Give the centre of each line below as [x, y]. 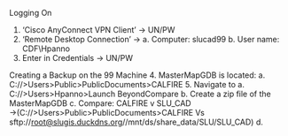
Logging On [31, 13]
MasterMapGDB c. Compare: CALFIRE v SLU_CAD [101, 103]
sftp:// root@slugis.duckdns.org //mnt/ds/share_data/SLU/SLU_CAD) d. [136, 122]
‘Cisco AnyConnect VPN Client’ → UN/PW [98, 30]
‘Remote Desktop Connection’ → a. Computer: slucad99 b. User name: [151, 39]
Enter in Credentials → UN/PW [77, 58]
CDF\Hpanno [46, 49]
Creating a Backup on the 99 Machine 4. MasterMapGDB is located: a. [137, 75]
